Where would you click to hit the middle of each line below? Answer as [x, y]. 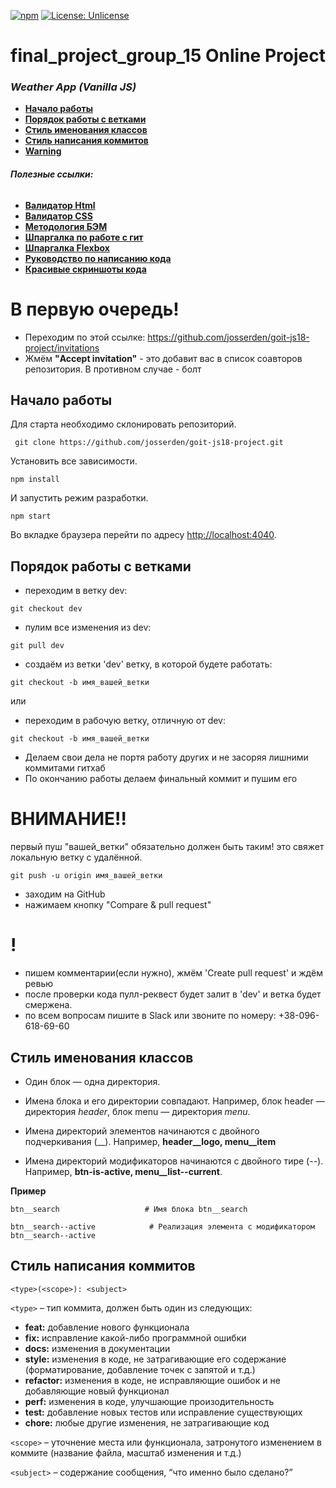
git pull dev [37, 646]
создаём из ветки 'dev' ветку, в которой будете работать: [148, 664]
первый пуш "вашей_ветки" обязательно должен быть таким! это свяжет [167, 847]
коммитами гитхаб [65, 768]
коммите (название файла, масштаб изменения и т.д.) [126, 1452]
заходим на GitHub [65, 894]
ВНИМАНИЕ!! [68, 819]
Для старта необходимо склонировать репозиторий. [123, 424]
